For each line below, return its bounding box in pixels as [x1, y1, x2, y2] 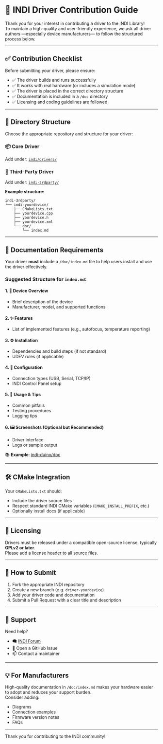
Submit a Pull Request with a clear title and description [12, 597, 121, 603]
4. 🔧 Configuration [5, 364, 43, 370]
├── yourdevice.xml [14, 219, 53, 224]
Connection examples [12, 709, 56, 715]
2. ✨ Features [5, 315, 33, 321]
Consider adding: [5, 694, 40, 700]
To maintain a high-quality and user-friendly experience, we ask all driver [5, 25, 151, 31]
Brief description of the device [12, 299, 73, 305]
